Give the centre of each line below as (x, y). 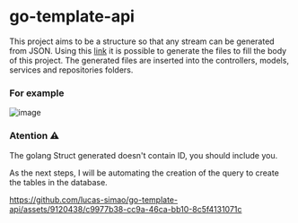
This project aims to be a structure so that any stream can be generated (142, 41)
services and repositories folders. (71, 70)
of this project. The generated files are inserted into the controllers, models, (149, 60)
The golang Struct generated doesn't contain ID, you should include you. (144, 155)
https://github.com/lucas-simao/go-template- (93, 200)
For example (37, 93)
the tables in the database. (58, 182)
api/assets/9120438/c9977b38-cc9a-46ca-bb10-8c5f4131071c (126, 209)
